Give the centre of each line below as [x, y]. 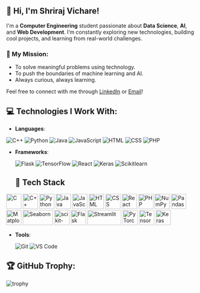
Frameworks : [32, 152]
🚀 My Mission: [27, 54]
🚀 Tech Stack [40, 183]
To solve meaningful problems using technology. [75, 67]
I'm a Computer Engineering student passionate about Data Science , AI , [97, 25]
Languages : [30, 128]
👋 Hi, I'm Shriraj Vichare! [53, 11]
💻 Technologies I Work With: [62, 111]
